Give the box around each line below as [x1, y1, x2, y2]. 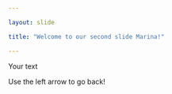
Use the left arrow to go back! [8, 77, 105, 86]
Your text [8, 61, 38, 71]
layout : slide [8, 18, 55, 26]
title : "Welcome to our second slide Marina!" [8, 32, 165, 40]
